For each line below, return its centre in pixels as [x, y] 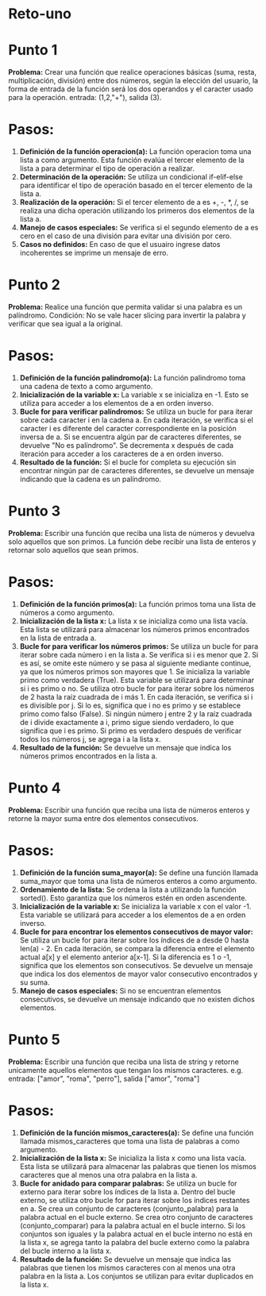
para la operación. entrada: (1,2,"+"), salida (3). [85, 98]
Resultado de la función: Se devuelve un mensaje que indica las [125, 1259]
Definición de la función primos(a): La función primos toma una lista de [138, 604]
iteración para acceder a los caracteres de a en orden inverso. [121, 453]
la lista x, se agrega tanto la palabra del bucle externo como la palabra [135, 1242]
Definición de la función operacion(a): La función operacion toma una [135, 152]
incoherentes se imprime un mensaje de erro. [94, 253]
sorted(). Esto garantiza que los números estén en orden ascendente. [133, 897]
